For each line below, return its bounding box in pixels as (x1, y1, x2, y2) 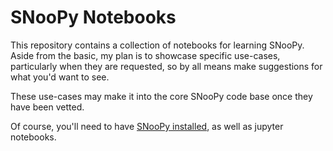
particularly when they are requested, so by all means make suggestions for (10, 60, 323, 72)
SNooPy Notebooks (10, 6, 177, 29)
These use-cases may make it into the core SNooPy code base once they (10, 90, 313, 102)
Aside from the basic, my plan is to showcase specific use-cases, (10, 49, 281, 61)
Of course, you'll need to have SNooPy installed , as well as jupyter (10, 120, 284, 132)
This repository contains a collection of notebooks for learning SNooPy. (10, 39, 305, 51)
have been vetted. (10, 101, 85, 113)
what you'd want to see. (10, 71, 110, 83)
